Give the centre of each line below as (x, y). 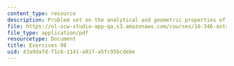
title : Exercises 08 (37, 45)
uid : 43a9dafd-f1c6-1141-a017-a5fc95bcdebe (71, 52)
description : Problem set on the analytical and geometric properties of (117, 20)
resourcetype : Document (42, 39)
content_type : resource (42, 13)
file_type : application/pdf (48, 33)
